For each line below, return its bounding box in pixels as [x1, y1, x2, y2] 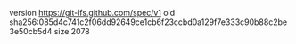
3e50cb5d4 [9, 26, 53, 36]
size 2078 [53, 26, 91, 36]
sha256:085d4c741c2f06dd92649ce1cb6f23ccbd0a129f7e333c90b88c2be [9, 17, 288, 27]
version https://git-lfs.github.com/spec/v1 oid [9, 8, 176, 18]
